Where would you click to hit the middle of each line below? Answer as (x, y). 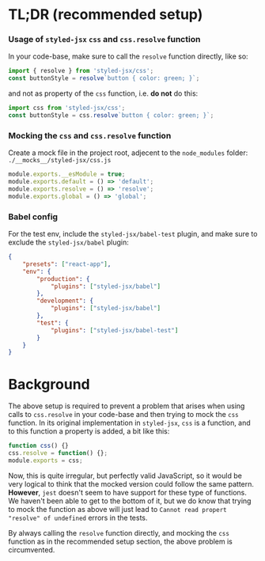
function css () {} (38, 446)
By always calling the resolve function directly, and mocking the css (119, 533)
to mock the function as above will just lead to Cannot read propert (117, 509)
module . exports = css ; (45, 461)
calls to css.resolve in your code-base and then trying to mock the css (123, 415)
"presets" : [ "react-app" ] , (67, 264)
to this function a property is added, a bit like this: (89, 431)
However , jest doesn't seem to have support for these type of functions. (128, 492)
